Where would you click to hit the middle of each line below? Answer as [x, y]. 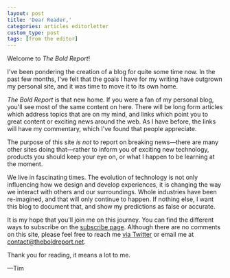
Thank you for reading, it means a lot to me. [69, 255]
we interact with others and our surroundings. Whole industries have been [112, 192]
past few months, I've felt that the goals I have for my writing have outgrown [115, 79]
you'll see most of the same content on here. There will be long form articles [115, 107]
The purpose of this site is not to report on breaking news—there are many [113, 142]
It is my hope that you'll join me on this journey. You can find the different [111, 220]
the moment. [25, 164]
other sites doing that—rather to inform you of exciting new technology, [108, 150]
